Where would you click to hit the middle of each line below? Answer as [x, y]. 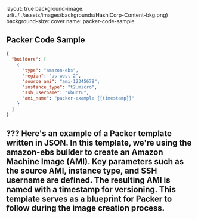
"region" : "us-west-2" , [52, 76]
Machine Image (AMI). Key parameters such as [95, 161]
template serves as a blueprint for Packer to [89, 198]
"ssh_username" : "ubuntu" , [55, 92]
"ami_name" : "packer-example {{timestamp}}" [78, 98]
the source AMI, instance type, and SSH [82, 170]
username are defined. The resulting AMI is [89, 180]
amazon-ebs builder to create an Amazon [85, 152]
